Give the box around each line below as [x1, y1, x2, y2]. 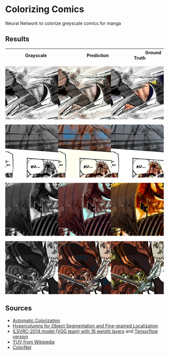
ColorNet [12, 344, 32, 350]
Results [5, 35, 30, 43]
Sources [5, 304, 32, 313]
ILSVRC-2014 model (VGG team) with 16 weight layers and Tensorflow [12, 328, 158, 334]
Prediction [87, 52, 109, 58]
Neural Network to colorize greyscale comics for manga [5, 20, 121, 26]
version [12, 333, 29, 339]
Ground [145, 49, 162, 56]
